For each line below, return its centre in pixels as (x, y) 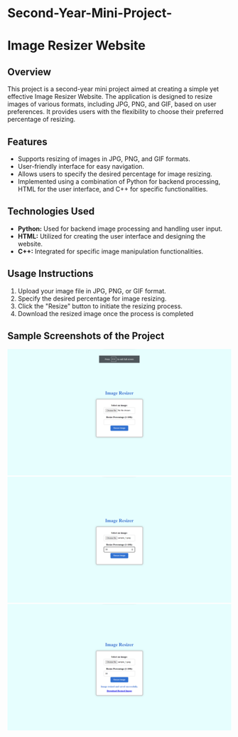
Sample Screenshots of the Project (86, 336)
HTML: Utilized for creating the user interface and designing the (112, 236)
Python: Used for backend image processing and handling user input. (120, 229)
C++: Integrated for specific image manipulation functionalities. (110, 251)
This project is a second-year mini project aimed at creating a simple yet (113, 89)
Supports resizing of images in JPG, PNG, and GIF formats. (104, 159)
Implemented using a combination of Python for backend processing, (119, 182)
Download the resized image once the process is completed (106, 313)
